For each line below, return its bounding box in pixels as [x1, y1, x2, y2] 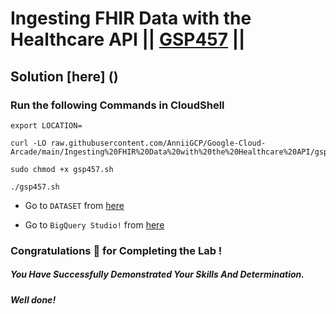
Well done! [10, 293, 57, 306]
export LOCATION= [10, 120, 83, 131]
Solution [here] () [10, 68, 119, 85]
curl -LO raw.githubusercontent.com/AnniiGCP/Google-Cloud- [10, 138, 267, 148]
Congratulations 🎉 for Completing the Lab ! [10, 243, 223, 257]
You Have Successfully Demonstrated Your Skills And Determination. [10, 268, 305, 281]
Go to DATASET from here [24, 199, 125, 211]
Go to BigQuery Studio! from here [24, 218, 165, 231]
